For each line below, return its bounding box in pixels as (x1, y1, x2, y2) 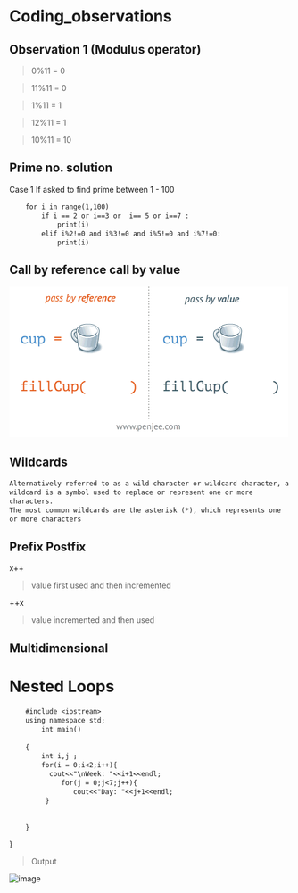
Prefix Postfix (9, 539, 87, 554)
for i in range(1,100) (25, 203, 110, 211)
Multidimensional (9, 641, 109, 656)
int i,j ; (41, 751, 78, 760)
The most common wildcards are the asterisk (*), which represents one (9, 506, 281, 515)
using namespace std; (25, 715, 105, 724)
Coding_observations (9, 6, 172, 27)
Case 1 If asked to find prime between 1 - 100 (9, 184, 175, 194)
